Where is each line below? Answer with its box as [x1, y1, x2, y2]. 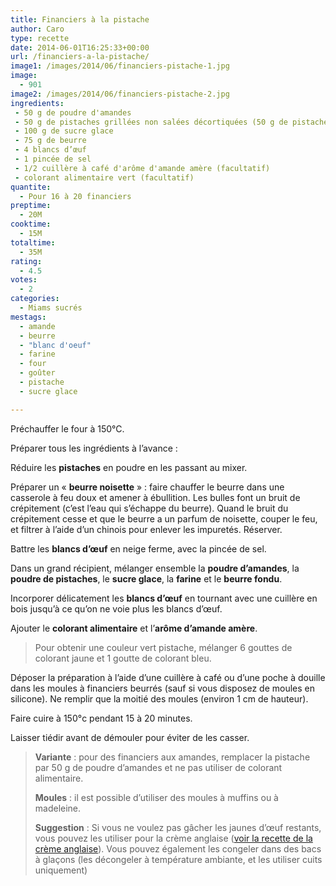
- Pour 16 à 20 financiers [19, 191, 132, 201]
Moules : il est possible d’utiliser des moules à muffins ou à [34, 791, 279, 803]
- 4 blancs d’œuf [14, 145, 87, 155]
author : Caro [10, 24, 65, 34]
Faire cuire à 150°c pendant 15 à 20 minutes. [10, 712, 193, 724]
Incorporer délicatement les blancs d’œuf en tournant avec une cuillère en [10, 592, 318, 604]
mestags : [10, 312, 47, 322]
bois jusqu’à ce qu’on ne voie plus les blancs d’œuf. [10, 602, 223, 615]
